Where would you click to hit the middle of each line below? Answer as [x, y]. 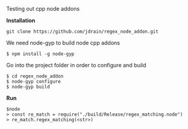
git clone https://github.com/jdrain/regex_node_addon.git [82, 31]
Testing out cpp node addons [43, 9]
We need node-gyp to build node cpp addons [63, 43]
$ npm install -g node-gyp [40, 54]
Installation [21, 20]
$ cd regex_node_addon [35, 76]
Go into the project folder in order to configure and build [76, 65]
